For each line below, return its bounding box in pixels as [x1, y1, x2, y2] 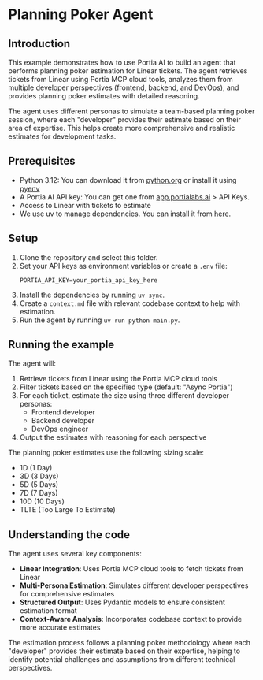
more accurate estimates [19, 622, 101, 632]
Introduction [8, 37, 71, 50]
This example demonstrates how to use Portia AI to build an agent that [8, 58, 236, 67]
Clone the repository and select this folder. [19, 252, 158, 262]
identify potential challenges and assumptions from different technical [8, 655, 235, 664]
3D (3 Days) [19, 471, 59, 481]
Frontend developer [31, 407, 96, 417]
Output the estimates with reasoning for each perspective [19, 433, 207, 442]
